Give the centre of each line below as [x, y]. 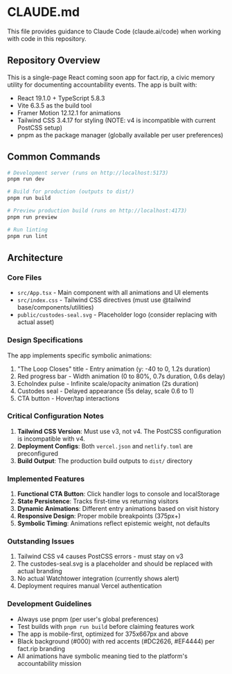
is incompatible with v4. [51, 439]
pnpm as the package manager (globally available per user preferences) [120, 135]
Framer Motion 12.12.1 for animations [69, 112]
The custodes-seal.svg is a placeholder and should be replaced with [115, 564]
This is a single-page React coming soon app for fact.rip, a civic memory [111, 77]
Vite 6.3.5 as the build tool [54, 106]
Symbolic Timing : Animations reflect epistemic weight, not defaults [114, 523]
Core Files [25, 277]
